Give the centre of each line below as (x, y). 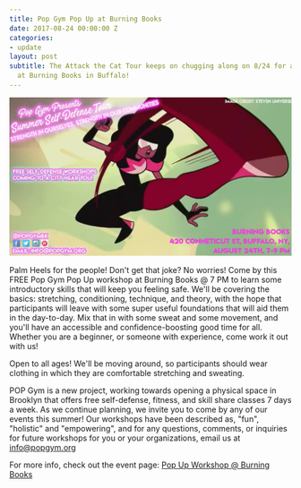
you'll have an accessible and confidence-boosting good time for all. (136, 327)
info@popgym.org (43, 447)
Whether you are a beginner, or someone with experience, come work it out (149, 337)
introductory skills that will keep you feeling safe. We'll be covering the (140, 289)
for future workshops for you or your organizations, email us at (125, 438)
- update (26, 47)
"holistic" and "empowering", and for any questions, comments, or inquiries (149, 428)
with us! (24, 346)
